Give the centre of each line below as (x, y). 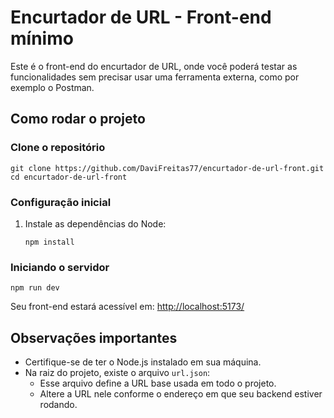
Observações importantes (94, 337)
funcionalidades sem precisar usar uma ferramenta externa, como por (155, 77)
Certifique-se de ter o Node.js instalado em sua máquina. (143, 362)
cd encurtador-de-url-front (69, 177)
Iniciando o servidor (60, 267)
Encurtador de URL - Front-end (141, 17)
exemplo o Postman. (52, 87)
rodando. (58, 405)
